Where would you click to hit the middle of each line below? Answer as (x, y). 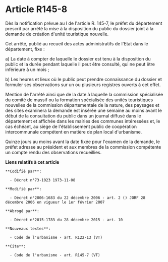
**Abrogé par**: (22, 211)
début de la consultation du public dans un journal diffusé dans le (73, 116)
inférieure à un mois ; (27, 70)
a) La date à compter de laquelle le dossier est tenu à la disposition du (78, 58)
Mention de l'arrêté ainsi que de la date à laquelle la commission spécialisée (84, 94)
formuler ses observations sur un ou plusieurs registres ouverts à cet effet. (83, 85)
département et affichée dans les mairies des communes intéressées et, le (83, 121)
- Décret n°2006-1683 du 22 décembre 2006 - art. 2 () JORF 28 (77, 198)
